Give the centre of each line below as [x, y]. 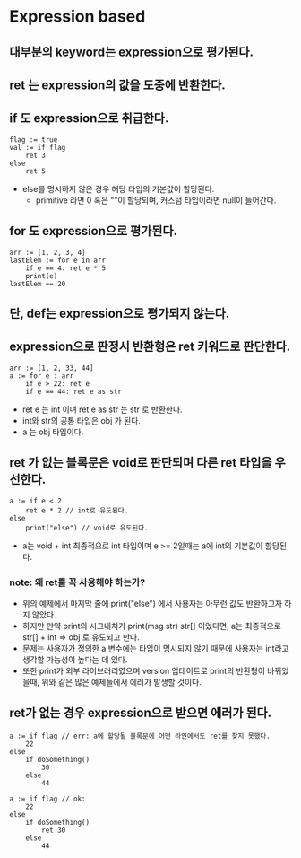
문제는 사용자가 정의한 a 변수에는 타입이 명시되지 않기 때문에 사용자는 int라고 [155, 648]
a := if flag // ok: [48, 799]
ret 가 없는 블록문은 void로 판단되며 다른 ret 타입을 [141, 463]
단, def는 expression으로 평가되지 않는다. [120, 313]
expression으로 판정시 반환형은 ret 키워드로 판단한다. [150, 347]
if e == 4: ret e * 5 [65, 268]
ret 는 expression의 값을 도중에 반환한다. [117, 85]
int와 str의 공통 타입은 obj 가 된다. [82, 420]
